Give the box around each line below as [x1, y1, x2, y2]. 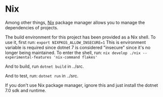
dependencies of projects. [5, 24, 58, 30]
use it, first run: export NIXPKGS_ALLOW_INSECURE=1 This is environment [5, 39, 146, 45]
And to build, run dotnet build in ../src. [5, 63, 84, 69]
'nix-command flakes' [53, 55, 98, 59]
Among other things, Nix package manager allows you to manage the [5, 19, 145, 25]
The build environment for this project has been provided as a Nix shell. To [5, 34, 156, 40]
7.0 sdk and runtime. [5, 87, 47, 93]
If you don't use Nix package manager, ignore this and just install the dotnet [5, 82, 158, 88]
